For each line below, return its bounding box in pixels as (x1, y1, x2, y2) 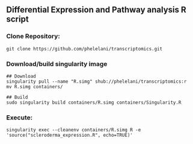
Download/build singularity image (6, 59, 108, 68)
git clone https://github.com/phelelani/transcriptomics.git (6, 46, 163, 52)
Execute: (6, 113, 33, 122)
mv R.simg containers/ (6, 83, 63, 89)
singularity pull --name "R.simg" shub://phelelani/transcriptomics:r (6, 78, 187, 85)
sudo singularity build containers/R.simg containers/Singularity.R (6, 99, 182, 106)
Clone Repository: (6, 32, 60, 41)
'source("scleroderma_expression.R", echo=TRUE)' (6, 132, 133, 139)
